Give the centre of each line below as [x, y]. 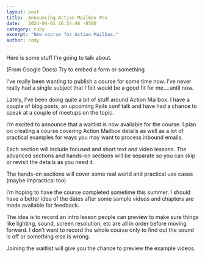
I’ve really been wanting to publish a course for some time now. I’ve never [99, 81]
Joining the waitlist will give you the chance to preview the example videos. [101, 248]
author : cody [23, 40]
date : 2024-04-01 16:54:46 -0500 [52, 23]
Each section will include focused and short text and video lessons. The [96, 149]
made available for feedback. [43, 205]
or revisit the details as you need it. [50, 162]
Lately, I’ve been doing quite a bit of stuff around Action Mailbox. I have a [98, 99]
